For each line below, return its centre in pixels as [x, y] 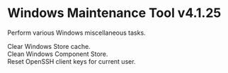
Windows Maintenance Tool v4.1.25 [114, 13]
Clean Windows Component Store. [58, 54]
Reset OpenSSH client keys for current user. [72, 61]
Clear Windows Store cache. [49, 46]
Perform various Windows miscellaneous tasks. [77, 33]
